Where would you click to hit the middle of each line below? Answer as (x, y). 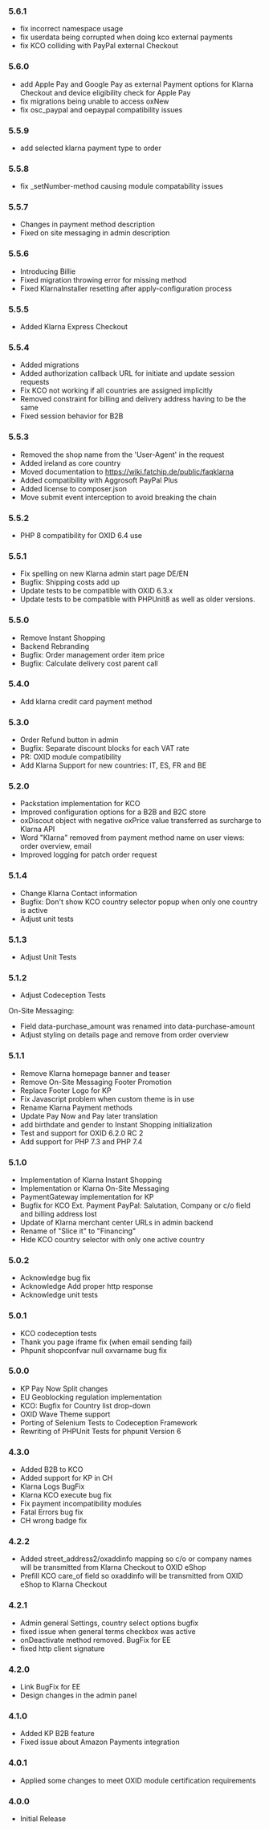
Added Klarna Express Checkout (74, 327)
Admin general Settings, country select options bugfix (109, 1623)
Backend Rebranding (55, 646)
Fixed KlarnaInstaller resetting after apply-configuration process (126, 288)
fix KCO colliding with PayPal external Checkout (99, 46)
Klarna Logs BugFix (52, 1486)
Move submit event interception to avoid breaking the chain (118, 497)
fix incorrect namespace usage (71, 29)
